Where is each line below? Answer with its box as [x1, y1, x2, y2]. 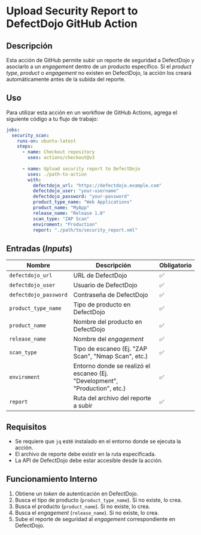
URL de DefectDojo [73, 271, 127, 279]
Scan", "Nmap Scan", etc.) [73, 352, 148, 360]
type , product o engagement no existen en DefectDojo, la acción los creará [6, 69, 192, 76]
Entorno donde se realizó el [73, 362, 151, 370]
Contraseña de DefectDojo [73, 291, 148, 299]
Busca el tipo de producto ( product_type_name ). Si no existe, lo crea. [14, 496, 182, 503]
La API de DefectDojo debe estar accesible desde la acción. [14, 457, 163, 464]
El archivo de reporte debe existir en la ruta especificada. [14, 451, 157, 458]
